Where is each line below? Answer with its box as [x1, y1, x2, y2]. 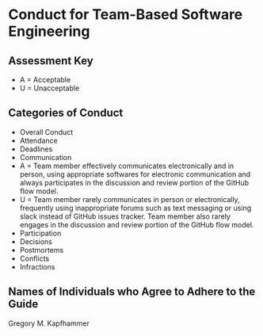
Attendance [19, 136, 58, 145]
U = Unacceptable [19, 83, 80, 93]
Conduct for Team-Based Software [8, 6, 243, 24]
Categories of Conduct [8, 106, 124, 120]
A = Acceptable [19, 75, 71, 84]
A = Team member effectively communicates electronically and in [19, 161, 234, 170]
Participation [19, 228, 62, 238]
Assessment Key [8, 54, 93, 67]
